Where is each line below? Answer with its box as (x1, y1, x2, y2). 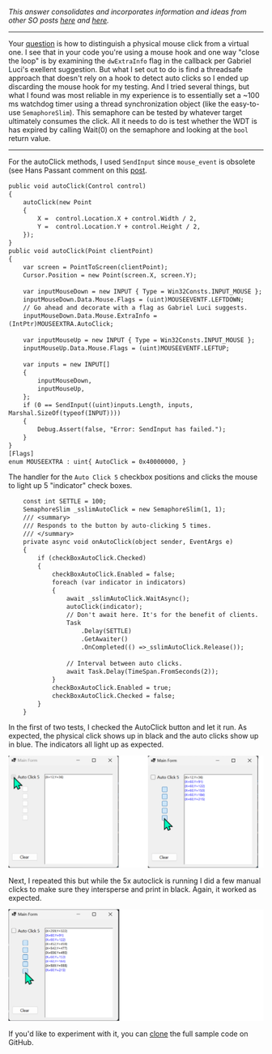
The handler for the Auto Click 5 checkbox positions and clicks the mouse (8, 472, 258, 482)
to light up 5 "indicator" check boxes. (8, 481, 133, 490)
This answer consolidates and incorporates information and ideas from (8, 7, 247, 16)
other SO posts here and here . (8, 15, 109, 25)
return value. (8, 134, 51, 143)
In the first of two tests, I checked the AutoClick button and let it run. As (8, 722, 247, 732)
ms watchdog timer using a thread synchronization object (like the (8, 99, 229, 109)
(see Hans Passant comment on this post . (8, 165, 147, 175)
